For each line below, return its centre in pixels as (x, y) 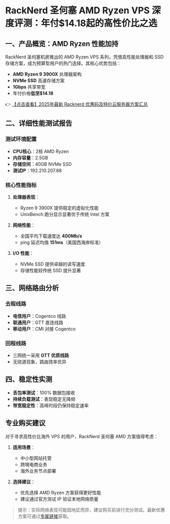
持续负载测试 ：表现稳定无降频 (44, 399)
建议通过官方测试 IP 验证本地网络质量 (59, 499)
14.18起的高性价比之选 (111, 23)
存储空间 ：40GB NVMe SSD (42, 164)
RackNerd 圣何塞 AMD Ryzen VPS (78, 10)
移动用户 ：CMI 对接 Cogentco (44, 329)
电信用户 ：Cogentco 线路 (39, 316)
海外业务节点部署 (38, 471)
